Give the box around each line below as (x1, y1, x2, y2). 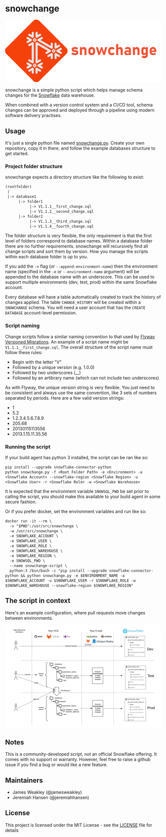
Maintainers (5, 776, 43, 784)
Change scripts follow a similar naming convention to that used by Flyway (5, 333, 155, 340)
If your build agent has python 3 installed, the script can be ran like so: (5, 454, 149, 460)
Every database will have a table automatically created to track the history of (5, 294, 161, 300)
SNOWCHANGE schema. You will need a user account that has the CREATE (5, 304, 146, 310)
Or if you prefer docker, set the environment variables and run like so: (5, 508, 147, 514)
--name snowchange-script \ (9, 563, 68, 568)
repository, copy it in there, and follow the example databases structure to (5, 145, 156, 151)
